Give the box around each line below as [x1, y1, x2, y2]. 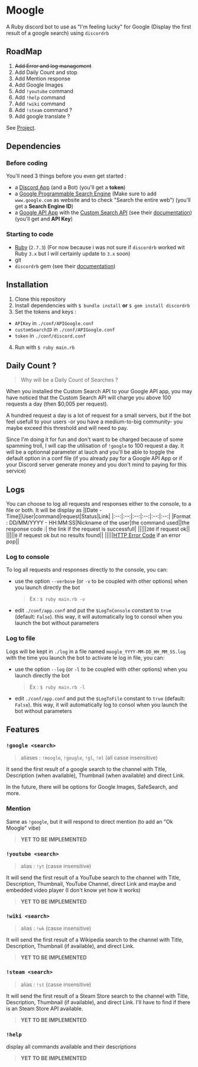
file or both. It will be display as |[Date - [6, 507, 102, 514]
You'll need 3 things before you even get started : [6, 172, 127, 179]
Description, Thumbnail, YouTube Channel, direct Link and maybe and [6, 880, 176, 888]
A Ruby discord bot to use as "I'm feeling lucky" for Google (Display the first [6, 23, 191, 30]
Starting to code [6, 230, 54, 239]
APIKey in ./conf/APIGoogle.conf [14, 319, 94, 326]
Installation [6, 279, 48, 290]
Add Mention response [14, 75, 71, 82]
